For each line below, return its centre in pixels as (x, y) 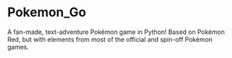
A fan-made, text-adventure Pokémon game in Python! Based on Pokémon (116, 32)
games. (18, 47)
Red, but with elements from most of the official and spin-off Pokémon (110, 39)
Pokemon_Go (47, 12)
